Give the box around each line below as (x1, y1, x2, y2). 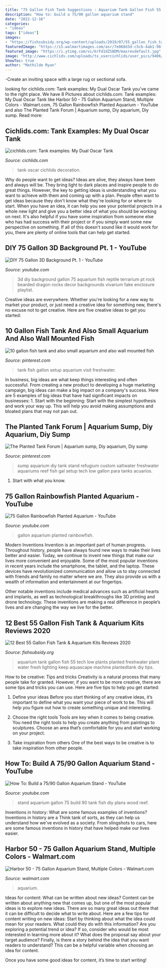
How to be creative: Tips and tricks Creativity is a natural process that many (5, 674, 161, 680)
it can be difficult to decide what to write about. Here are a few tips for (5, 910, 149, 916)
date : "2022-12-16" (5, 16, 46, 21)
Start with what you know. (12, 478, 66, 484)
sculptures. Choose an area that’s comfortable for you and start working (12, 725, 160, 730)
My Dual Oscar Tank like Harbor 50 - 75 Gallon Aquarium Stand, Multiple (5, 96, 154, 102)
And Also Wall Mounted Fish (5, 334, 94, 343)
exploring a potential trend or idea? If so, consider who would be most (5, 926, 149, 932)
